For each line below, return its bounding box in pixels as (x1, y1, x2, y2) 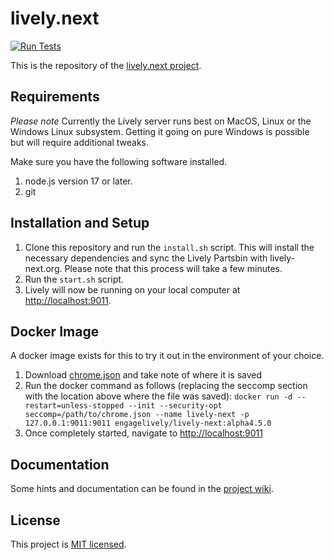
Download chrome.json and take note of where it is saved (24, 369, 263, 381)
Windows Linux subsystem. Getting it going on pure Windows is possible (10, 125, 310, 137)
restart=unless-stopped (24, 401, 125, 411)
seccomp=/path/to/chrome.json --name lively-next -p (24, 410, 250, 420)
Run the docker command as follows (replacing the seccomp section (24, 380, 308, 392)
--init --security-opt (128, 401, 223, 411)
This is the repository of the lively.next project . (10, 59, 202, 71)
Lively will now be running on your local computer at (24, 283, 241, 296)
